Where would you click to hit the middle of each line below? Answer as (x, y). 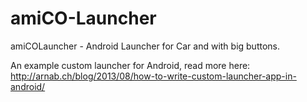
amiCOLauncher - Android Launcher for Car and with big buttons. (145, 46)
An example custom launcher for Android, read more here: (130, 65)
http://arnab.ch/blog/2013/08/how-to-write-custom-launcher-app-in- (153, 76)
